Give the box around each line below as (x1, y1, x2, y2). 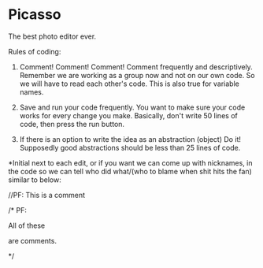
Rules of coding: (8, 47, 61, 56)
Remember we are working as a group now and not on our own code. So (19, 70, 255, 80)
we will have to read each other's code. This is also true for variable (19, 79, 240, 88)
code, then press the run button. (19, 119, 124, 128)
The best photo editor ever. (8, 32, 97, 41)
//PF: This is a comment (8, 190, 85, 199)
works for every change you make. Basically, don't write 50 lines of (19, 110, 238, 120)
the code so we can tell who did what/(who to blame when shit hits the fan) (8, 166, 252, 176)
